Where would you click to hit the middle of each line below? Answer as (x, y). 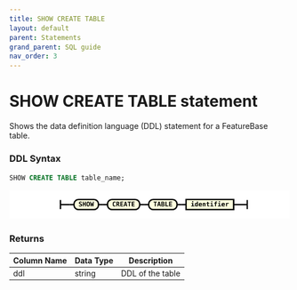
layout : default (39, 28)
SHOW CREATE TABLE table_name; (67, 178)
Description (151, 260)
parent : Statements (45, 37)
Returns (27, 238)
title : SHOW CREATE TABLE (57, 19)
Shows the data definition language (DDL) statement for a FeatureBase (139, 126)
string (85, 273)
